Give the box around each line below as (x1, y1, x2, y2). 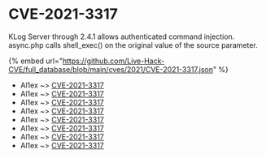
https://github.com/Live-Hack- (62, 56, 165, 66)
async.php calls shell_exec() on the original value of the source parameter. (8, 40, 258, 49)
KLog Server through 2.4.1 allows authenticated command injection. (8, 32, 235, 41)
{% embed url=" (8, 56, 63, 66)
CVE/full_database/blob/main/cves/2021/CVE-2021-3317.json (8, 64, 214, 74)
